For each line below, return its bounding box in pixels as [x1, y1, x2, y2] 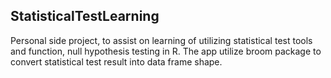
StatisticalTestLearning [10, 8, 160, 25]
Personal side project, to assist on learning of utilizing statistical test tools [10, 34, 313, 46]
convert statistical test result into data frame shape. [10, 55, 223, 68]
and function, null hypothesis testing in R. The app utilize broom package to [10, 45, 322, 57]
